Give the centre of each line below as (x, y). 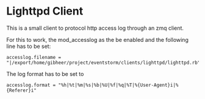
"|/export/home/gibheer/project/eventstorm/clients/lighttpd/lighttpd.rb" (103, 63)
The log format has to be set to (45, 73)
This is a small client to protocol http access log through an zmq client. (95, 28)
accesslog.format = (31, 85)
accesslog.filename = (34, 57)
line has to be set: (29, 46)
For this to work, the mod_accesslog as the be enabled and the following (98, 39)
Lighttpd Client (45, 11)
